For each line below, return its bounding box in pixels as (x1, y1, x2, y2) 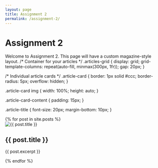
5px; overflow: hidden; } (20, 79, 68, 84)
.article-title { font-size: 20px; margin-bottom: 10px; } (5, 107, 112, 113)
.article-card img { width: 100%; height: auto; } (5, 88, 99, 94)
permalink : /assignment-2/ (5, 16, 60, 21)
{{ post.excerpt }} (5, 148, 41, 154)
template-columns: (5, 64, 43, 70)
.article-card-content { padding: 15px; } (5, 97, 84, 103)
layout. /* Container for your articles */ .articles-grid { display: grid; (5, 59, 140, 64)
